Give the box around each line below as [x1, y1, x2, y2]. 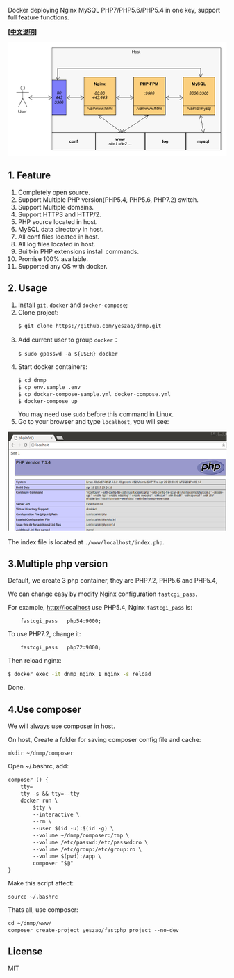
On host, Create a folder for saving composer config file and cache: [8, 736, 201, 744]
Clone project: [17, 308, 59, 316]
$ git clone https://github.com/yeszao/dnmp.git [17, 322, 162, 329]
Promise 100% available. [17, 254, 89, 263]
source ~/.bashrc [8, 894, 58, 901]
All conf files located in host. [17, 232, 100, 241]
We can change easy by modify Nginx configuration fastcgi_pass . [8, 590, 197, 598]
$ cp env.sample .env [17, 384, 81, 391]
